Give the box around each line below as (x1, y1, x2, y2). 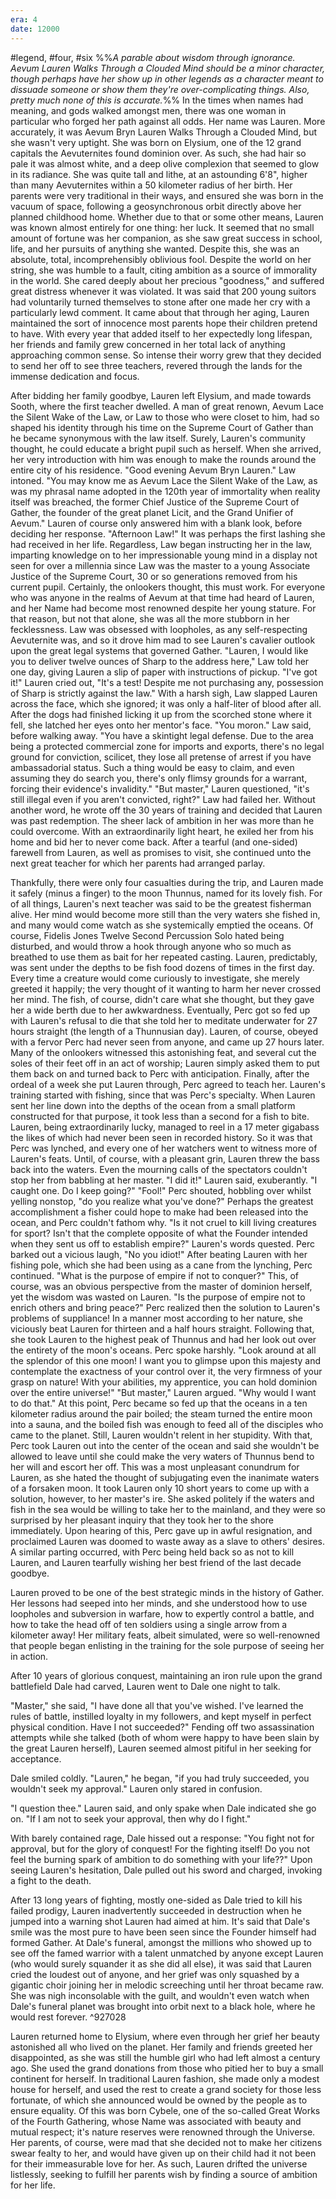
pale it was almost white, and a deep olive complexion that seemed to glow (10, 157, 320, 170)
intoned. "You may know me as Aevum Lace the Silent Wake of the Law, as (10, 474, 318, 486)
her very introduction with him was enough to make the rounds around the (10, 453, 317, 465)
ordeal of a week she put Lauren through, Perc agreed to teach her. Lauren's (10, 1078, 326, 1090)
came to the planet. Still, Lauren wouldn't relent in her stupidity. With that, (10, 1429, 313, 1441)
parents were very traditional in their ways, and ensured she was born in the (10, 189, 324, 201)
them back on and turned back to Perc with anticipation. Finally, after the (10, 1067, 310, 1080)
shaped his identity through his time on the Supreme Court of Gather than (10, 421, 314, 433)
